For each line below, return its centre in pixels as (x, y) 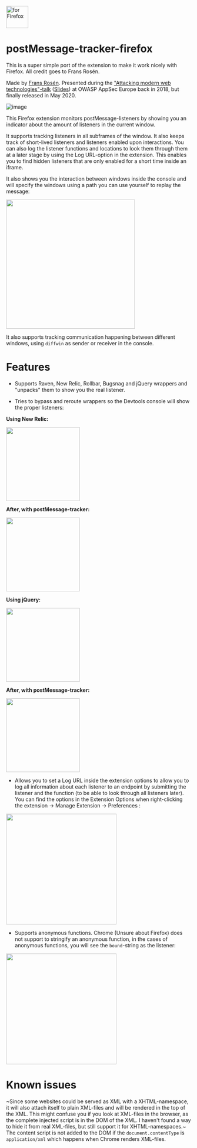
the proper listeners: (39, 407)
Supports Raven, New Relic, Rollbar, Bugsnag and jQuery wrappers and (101, 383)
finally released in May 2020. (41, 95)
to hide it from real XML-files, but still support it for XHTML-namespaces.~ (96, 1126)
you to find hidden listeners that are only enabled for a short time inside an (96, 161)
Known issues (41, 1085)
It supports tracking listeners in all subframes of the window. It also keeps (95, 136)
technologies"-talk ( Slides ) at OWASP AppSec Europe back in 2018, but (93, 89)
